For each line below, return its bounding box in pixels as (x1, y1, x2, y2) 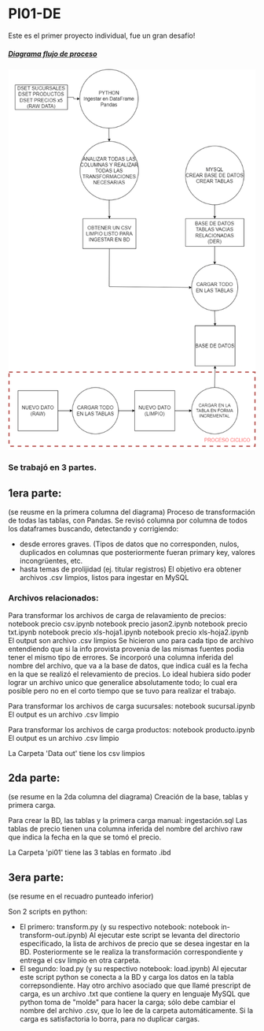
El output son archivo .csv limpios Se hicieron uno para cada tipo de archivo (8, 635, 254, 645)
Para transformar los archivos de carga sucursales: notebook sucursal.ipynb (8, 701, 255, 710)
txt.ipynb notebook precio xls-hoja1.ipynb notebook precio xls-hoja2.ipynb (8, 627, 249, 637)
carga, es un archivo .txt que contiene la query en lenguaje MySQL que (19, 989, 250, 999)
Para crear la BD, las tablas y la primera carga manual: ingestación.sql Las (8, 816, 247, 825)
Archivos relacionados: (8, 593, 99, 604)
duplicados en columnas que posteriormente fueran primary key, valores (19, 548, 255, 557)
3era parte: (8, 870, 64, 884)
